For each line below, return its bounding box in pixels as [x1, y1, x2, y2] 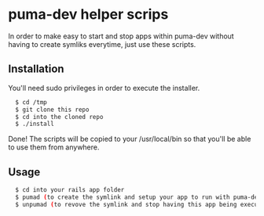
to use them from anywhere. [8, 142, 100, 152]
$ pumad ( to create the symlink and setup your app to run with [15, 193, 230, 201]
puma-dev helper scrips [8, 5, 169, 23]
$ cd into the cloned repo [15, 113, 104, 121]
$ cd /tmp [15, 98, 47, 106]
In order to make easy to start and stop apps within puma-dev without [8, 31, 234, 41]
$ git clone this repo [15, 106, 90, 113]
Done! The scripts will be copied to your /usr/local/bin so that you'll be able [8, 135, 251, 144]
